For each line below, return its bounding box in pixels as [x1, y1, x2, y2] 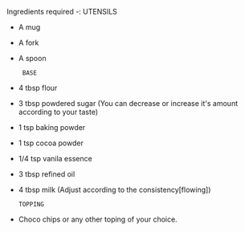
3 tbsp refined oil [18, 169, 76, 179]
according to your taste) [18, 108, 99, 116]
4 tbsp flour [18, 83, 58, 92]
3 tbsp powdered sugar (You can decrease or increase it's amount [18, 99, 238, 108]
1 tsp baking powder [18, 123, 86, 132]
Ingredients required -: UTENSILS [6, 7, 117, 16]
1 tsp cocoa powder [18, 138, 84, 148]
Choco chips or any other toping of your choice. [18, 214, 178, 224]
